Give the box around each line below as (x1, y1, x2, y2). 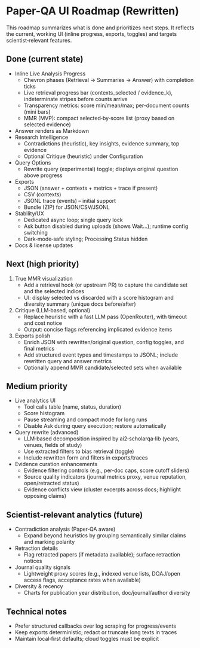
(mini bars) (23, 108, 51, 115)
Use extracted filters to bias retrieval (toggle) (23, 448, 134, 455)
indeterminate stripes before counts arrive (23, 95, 128, 102)
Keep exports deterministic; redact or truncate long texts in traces (14, 629, 177, 635)
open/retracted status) (23, 480, 79, 487)
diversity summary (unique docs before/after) (23, 300, 136, 308)
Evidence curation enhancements (14, 461, 98, 468)
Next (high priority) (6, 259, 79, 269)
